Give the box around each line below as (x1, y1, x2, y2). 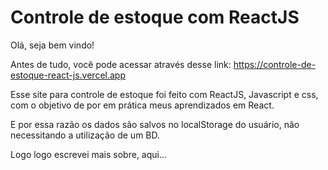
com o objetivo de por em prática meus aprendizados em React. (10, 99, 275, 111)
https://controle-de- (233, 58, 317, 70)
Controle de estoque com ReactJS (10, 6, 300, 29)
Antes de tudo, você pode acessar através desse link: (10, 58, 232, 70)
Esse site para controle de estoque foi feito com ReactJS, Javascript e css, (10, 88, 319, 100)
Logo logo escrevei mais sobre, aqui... (10, 148, 168, 160)
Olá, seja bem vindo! (10, 39, 95, 51)
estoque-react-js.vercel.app (10, 69, 126, 81)
